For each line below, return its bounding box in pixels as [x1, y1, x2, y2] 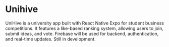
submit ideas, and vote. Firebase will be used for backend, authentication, [5, 30, 159, 36]
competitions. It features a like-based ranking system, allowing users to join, [5, 25, 164, 31]
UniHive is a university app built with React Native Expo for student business [5, 20, 164, 26]
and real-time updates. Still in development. [5, 36, 96, 42]
